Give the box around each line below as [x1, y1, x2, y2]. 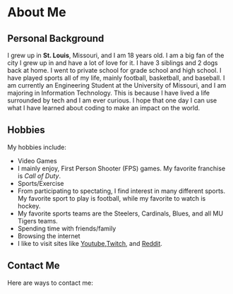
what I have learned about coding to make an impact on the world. [7, 104, 201, 112]
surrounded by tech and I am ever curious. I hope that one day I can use [7, 96, 217, 105]
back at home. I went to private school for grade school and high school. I [7, 66, 222, 74]
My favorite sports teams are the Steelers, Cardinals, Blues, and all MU [17, 209, 224, 218]
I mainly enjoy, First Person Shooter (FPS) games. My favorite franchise [17, 164, 226, 172]
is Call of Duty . [17, 171, 61, 180]
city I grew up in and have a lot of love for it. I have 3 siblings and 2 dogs [7, 59, 218, 67]
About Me [7, 4, 66, 20]
